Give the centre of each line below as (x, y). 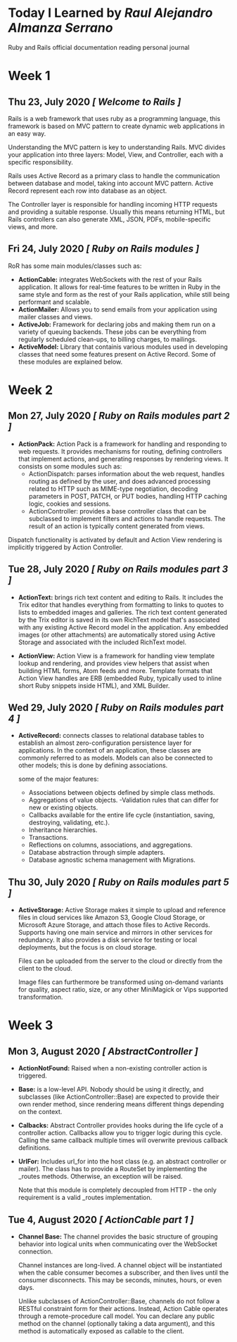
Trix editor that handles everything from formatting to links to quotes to (121, 605)
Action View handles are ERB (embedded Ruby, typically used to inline (120, 678)
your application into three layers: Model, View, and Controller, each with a (116, 154)
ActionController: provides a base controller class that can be (117, 511)
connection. (36, 1251)
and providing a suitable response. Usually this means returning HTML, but (116, 212)
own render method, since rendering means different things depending (121, 1104)
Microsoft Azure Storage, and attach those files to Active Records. (114, 925)
